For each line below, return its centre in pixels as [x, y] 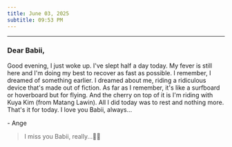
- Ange [17, 123]
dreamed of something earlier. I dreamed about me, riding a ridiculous [107, 80]
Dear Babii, [26, 50]
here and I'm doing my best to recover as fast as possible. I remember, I [109, 72]
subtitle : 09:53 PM [35, 20]
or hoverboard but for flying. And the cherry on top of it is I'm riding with [110, 95]
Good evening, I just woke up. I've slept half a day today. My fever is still [110, 66]
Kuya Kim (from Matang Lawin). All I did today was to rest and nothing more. [116, 102]
